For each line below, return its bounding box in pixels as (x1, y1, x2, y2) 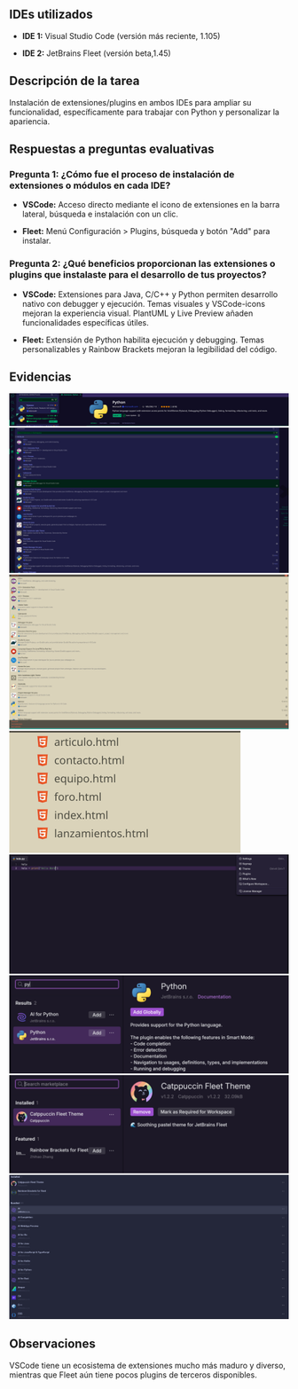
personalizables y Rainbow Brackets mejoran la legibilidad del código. (21, 343, 278, 354)
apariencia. (9, 115, 51, 127)
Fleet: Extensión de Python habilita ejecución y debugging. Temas (21, 334, 264, 345)
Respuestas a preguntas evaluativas (9, 142, 215, 157)
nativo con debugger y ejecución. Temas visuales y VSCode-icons (21, 298, 266, 309)
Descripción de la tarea (9, 74, 140, 89)
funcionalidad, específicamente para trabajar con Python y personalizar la (9, 106, 279, 117)
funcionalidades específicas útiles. (21, 317, 149, 327)
